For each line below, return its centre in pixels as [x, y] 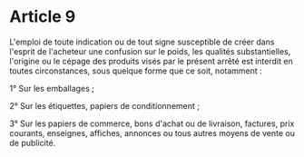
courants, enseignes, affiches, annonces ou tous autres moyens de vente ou [152, 132]
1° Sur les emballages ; [52, 88]
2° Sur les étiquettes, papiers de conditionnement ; [104, 105]
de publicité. [33, 142]
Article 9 [43, 17]
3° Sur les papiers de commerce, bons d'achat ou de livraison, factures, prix [152, 123]
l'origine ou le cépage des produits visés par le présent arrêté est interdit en [151, 61]
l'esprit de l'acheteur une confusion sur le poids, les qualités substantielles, [150, 51]
